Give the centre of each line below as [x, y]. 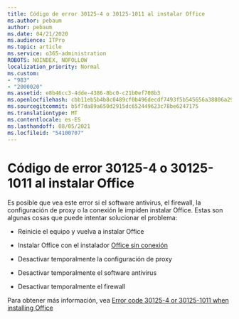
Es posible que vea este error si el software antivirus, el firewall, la [104, 202]
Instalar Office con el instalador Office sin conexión [93, 245]
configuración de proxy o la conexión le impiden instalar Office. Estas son [115, 210]
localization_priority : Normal [54, 67]
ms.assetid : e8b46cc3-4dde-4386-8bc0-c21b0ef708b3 [84, 93]
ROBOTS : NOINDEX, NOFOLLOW [47, 60]
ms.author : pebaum [34, 21]
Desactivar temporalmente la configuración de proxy [95, 259]
